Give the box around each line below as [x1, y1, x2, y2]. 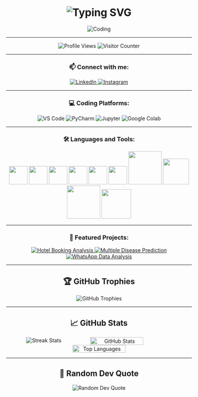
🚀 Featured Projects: [69, 233, 129, 241]
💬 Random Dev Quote [59, 369, 139, 379]
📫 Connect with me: [69, 62, 129, 71]
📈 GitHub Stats [70, 318, 128, 328]
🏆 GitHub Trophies [62, 276, 136, 286]
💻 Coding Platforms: [68, 99, 130, 107]
